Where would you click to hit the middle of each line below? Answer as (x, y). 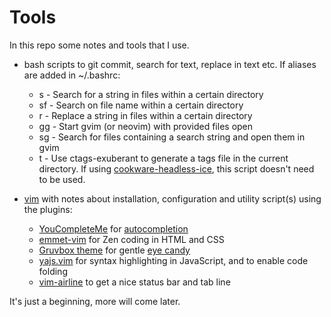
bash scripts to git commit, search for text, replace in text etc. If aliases (170, 64)
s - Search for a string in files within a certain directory (151, 94)
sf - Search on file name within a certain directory (141, 105)
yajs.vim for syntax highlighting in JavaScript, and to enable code (173, 260)
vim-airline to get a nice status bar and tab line (134, 282)
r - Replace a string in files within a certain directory (145, 115)
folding (53, 271)
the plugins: (48, 209)
